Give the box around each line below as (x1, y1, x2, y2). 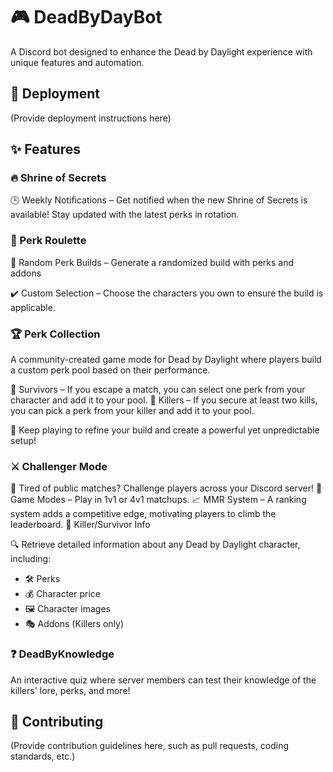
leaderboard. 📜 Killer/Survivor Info (10, 519, 151, 531)
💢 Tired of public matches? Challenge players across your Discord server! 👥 (10, 482, 323, 494)
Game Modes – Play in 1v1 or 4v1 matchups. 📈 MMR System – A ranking (10, 494, 307, 506)
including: (10, 553, 52, 565)
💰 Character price (24, 588, 101, 600)
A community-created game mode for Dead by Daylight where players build (10, 354, 322, 366)
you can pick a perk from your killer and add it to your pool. (10, 405, 255, 417)
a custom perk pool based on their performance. (10, 364, 211, 376)
